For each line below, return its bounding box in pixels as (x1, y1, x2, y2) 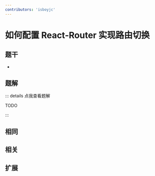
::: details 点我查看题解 (5, 93, 50, 99)
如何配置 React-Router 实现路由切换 (5, 30, 150, 40)
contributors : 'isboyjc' (5, 7, 56, 12)
